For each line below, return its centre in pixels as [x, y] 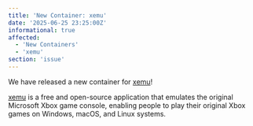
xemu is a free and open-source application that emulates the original [121, 97]
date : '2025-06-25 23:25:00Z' [58, 23]
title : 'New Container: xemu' [58, 15]
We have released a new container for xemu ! [81, 82]
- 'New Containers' [47, 45]
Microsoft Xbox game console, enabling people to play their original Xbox [127, 105]
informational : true [42, 30]
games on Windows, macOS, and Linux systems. [87, 113]
